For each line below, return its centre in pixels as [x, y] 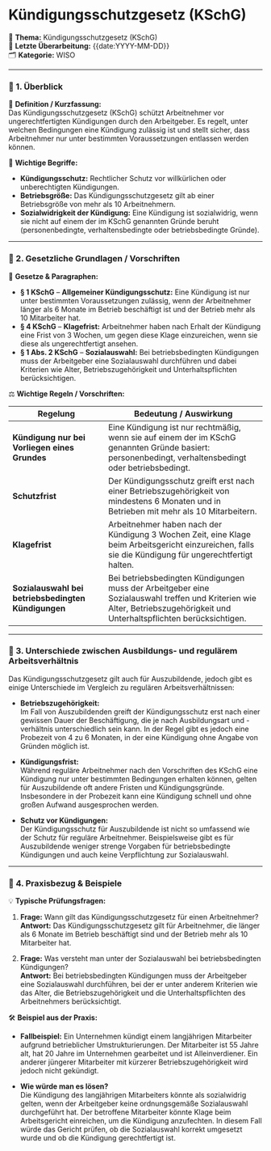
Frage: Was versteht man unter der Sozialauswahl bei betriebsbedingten [140, 958]
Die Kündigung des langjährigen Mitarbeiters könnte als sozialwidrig [133, 1095]
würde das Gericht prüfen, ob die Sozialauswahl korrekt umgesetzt [131, 1129]
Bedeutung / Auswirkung [183, 413]
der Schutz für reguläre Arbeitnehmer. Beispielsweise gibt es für [127, 837]
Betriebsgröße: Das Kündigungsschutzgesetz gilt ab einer [117, 196]
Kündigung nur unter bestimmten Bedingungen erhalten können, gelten [138, 779]
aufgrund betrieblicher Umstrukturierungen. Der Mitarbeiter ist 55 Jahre [140, 1045]
